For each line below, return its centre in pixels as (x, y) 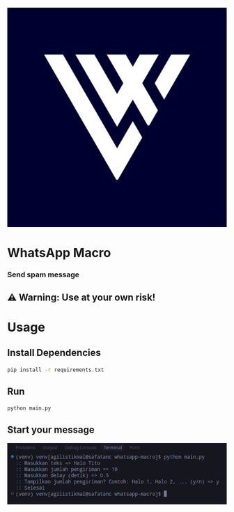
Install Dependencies (54, 353)
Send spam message (44, 274)
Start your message (51, 430)
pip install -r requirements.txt (56, 370)
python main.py (29, 408)
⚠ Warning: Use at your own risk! (81, 297)
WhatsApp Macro (59, 253)
